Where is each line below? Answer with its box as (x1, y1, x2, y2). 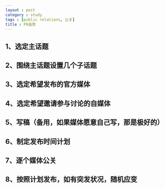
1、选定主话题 (5, 42, 49, 51)
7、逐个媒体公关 (5, 156, 57, 164)
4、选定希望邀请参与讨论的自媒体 (5, 99, 111, 108)
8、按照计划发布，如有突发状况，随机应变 (5, 175, 137, 184)
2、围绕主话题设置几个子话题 (5, 61, 97, 70)
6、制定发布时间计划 (5, 137, 70, 146)
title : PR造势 (5, 22, 36, 27)
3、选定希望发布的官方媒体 (5, 80, 90, 89)
